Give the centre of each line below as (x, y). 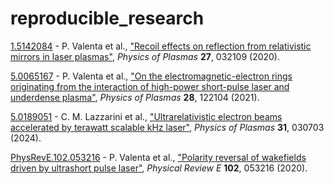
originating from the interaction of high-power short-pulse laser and (150, 86)
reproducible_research (107, 18)
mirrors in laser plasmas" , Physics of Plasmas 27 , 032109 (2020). (145, 56)
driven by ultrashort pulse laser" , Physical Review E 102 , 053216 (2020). (159, 168)
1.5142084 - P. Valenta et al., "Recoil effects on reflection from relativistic (161, 46)
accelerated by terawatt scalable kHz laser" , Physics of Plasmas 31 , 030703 (167, 127)
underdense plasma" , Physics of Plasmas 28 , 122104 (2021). (135, 97)
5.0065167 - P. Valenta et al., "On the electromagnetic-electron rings (151, 76)
